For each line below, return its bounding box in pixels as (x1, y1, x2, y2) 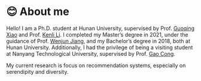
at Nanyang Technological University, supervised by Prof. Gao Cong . (6, 50, 175, 57)
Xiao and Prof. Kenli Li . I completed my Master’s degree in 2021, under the (6, 31, 188, 38)
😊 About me (6, 5, 70, 19)
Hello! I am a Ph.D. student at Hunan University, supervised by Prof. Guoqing (6, 25, 195, 32)
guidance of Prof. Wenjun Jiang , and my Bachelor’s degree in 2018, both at (6, 37, 190, 44)
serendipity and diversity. (6, 68, 69, 75)
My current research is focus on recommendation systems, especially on (6, 62, 186, 69)
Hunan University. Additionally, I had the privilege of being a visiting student (6, 44, 193, 51)
